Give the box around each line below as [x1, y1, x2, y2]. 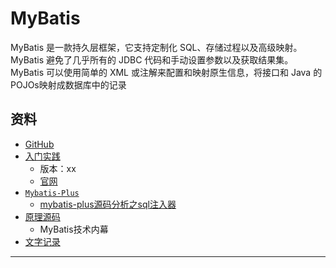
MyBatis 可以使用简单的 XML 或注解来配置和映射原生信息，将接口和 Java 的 [10, 66, 323, 78]
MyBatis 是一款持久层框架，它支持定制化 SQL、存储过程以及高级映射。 [10, 41, 303, 53]
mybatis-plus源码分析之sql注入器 [39, 198, 177, 210]
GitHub [24, 138, 55, 150]
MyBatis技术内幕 [39, 223, 109, 235]
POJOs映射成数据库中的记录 [10, 78, 127, 91]
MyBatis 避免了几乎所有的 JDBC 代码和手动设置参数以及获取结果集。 [10, 53, 294, 66]
